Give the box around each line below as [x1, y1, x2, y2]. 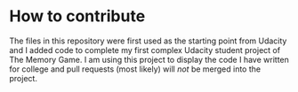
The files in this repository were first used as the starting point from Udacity [9, 35, 287, 46]
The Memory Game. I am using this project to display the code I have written [9, 54, 289, 65]
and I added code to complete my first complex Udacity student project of [9, 44, 281, 55]
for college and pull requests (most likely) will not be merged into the [9, 64, 261, 74]
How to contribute [9, 6, 146, 27]
